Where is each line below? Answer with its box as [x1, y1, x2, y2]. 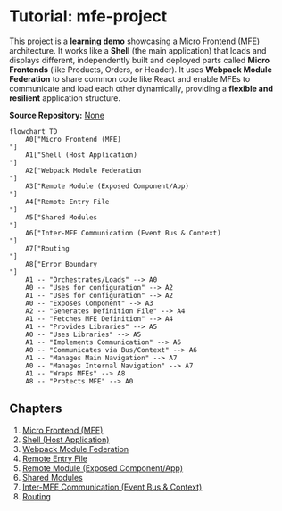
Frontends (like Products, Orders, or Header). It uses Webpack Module [9, 64, 272, 75]
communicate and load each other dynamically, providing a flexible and [9, 83, 274, 94]
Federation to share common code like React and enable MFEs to [9, 73, 251, 84]
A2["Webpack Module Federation [25, 166, 142, 175]
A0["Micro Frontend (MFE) [25, 135, 122, 144]
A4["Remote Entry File [25, 197, 110, 206]
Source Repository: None [9, 110, 105, 120]
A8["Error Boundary [25, 260, 98, 268]
